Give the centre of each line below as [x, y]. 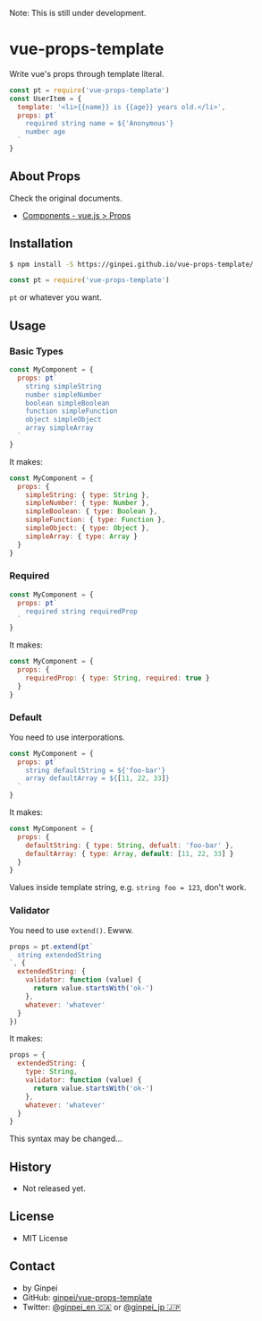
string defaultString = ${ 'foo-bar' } [96, 770]
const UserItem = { [46, 99]
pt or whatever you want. [56, 297]
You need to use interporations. [67, 737]
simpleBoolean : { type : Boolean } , [92, 511]
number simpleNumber [63, 395]
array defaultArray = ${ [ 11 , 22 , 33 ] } [97, 778]
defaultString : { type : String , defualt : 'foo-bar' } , [130, 845]
